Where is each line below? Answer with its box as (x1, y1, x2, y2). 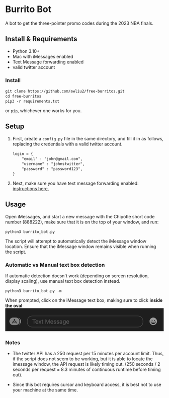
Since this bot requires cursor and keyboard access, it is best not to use (12, 381, 162, 388)
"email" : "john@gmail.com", (22, 156, 83, 162)
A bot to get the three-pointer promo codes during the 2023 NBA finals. (5, 20, 153, 26)
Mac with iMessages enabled (12, 53, 73, 59)
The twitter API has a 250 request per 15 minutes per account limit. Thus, (12, 351, 164, 357)
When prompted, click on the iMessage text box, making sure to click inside (5, 297, 163, 303)
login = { (12, 151, 34, 156)
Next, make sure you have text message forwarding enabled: (12, 180, 139, 186)
